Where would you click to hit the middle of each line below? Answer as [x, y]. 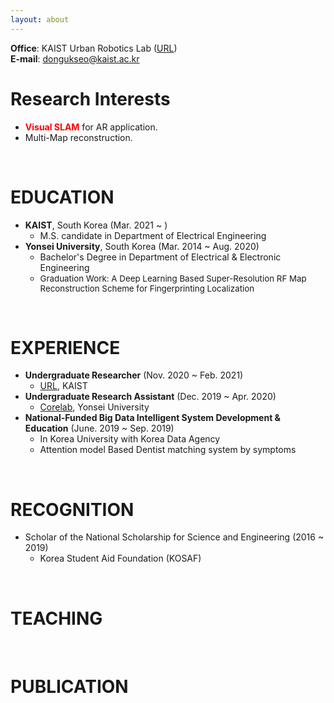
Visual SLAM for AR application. [91, 127]
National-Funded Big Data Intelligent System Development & [152, 418]
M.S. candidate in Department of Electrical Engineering [153, 235]
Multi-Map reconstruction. [78, 137]
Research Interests [90, 98]
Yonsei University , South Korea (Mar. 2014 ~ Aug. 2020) [142, 246]
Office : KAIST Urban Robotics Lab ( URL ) [94, 48]
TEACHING [56, 618]
